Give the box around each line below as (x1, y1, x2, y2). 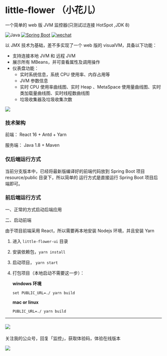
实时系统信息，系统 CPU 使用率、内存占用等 (19, 71, 110, 77)
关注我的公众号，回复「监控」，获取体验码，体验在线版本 (5, 336, 121, 342)
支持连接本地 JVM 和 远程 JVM (12, 53, 76, 59)
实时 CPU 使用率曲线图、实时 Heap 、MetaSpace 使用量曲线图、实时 (19, 84, 162, 90)
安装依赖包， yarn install (12, 248, 66, 254)
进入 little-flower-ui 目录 (12, 238, 69, 244)
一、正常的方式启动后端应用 (5, 206, 62, 212)
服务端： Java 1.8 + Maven (5, 142, 60, 148)
